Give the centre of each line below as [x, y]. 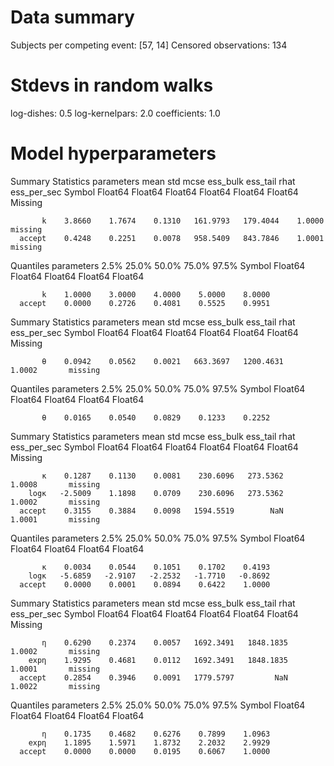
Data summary [72, 17]
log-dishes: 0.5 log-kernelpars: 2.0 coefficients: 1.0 [115, 113]
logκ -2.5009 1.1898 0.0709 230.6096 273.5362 [156, 493]
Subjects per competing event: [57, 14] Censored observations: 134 [149, 45]
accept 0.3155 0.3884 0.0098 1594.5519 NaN [151, 511]
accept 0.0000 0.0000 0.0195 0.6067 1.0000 [145, 751]
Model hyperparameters [113, 153]
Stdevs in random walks [112, 85]
